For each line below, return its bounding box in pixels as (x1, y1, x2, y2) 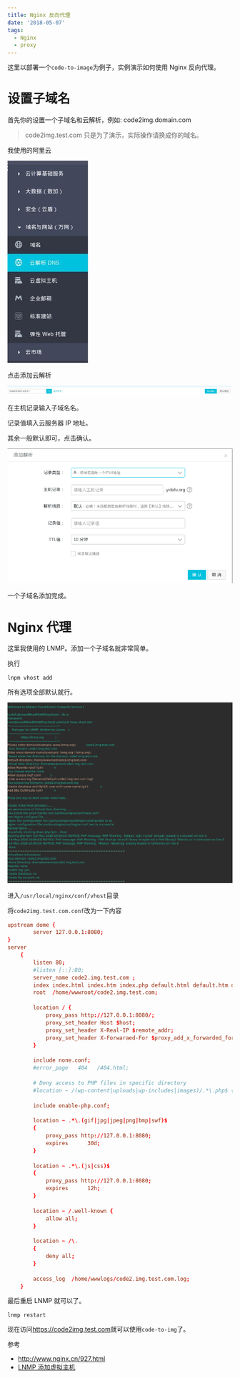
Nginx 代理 (7, 619, 71, 635)
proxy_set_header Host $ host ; (45, 1019, 136, 1026)
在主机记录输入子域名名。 (7, 403, 83, 412)
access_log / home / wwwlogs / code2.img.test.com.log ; (33, 1275, 191, 1282)
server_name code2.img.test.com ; (33, 974, 136, 981)
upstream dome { (7, 921, 56, 928)
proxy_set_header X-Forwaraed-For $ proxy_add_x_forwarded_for (45, 1034, 235, 1042)
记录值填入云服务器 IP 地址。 (7, 418, 92, 428)
